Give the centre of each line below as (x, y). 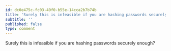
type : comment (20, 29)
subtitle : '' (19, 19)
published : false (24, 24)
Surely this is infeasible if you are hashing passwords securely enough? (80, 43)
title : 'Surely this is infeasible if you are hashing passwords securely (86, 15)
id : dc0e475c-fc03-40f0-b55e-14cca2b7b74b (51, 10)
